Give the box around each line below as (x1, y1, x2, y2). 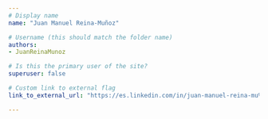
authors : (8, 40, 37, 48)
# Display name (8, 11, 59, 20)
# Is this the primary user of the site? (8, 63, 148, 71)
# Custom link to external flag (8, 84, 116, 92)
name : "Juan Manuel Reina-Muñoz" (8, 19, 120, 27)
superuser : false (8, 70, 66, 78)
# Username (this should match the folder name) (8, 33, 173, 41)
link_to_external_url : (8, 91, 84, 99)
